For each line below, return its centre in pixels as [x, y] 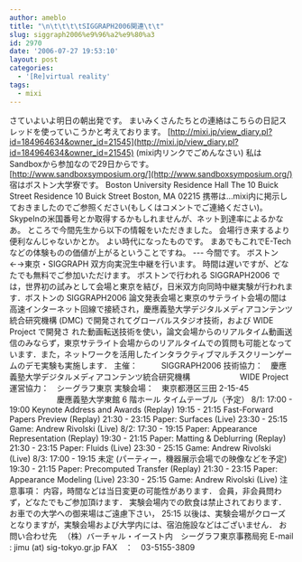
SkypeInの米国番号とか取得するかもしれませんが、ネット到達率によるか [143, 219]
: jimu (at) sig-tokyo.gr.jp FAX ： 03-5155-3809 [102, 547]
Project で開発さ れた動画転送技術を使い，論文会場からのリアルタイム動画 [147, 332]
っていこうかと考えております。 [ [110, 131]
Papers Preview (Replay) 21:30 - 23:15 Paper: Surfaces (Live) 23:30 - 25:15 [149, 419]
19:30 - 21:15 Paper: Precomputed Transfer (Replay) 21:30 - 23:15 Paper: [143, 468]
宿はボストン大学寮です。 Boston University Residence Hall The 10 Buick [144, 184]
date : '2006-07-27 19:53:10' [64, 52]
